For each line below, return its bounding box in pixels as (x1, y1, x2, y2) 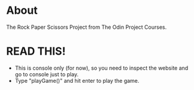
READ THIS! (6, 44, 66, 58)
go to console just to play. (14, 70, 79, 78)
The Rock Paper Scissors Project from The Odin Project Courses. (6, 23, 167, 31)
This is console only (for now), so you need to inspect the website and (14, 64, 189, 71)
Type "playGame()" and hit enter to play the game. (14, 77, 140, 84)
